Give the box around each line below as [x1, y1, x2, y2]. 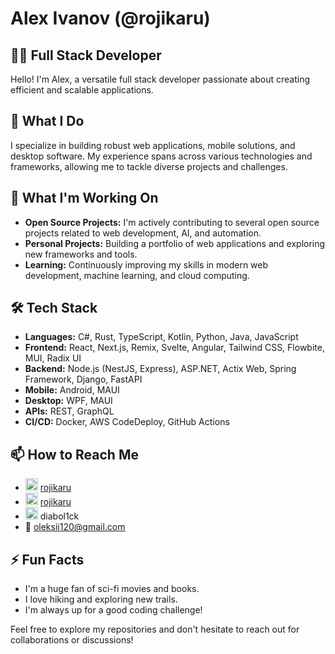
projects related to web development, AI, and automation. [24, 227, 262, 239]
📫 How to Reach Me [10, 446, 139, 463]
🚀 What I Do [10, 113, 85, 130]
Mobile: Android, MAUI [24, 384, 120, 396]
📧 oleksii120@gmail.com [24, 521, 126, 533]
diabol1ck [39, 510, 80, 522]
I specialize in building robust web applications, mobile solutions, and [10, 139, 296, 151]
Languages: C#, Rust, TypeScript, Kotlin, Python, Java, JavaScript [24, 331, 299, 343]
